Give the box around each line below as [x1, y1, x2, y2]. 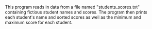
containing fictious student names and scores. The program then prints [5, 9, 148, 15]
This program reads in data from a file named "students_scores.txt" [5, 4, 140, 10]
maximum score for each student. [5, 19, 73, 25]
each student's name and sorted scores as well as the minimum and [5, 14, 141, 20]
